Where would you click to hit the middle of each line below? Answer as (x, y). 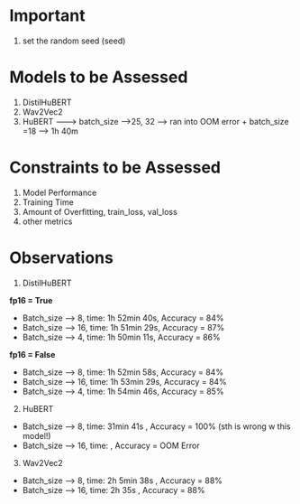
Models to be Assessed (99, 77)
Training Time (48, 202)
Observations (62, 257)
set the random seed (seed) (74, 41)
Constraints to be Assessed (115, 168)
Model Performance (59, 192)
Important (47, 16)
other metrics (47, 221)
